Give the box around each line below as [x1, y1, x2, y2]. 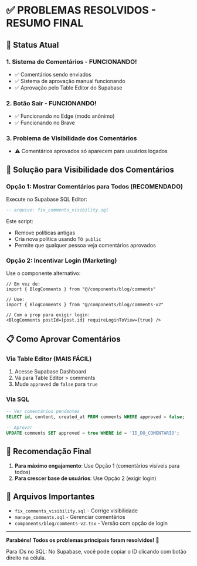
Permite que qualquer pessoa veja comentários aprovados [14, 242, 157, 249]
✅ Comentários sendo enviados [14, 71, 92, 78]
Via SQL [6, 395, 29, 403]
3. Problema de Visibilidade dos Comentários [6, 134, 137, 143]
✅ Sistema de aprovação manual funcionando [14, 77, 126, 84]
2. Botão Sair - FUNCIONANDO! [6, 99, 97, 107]
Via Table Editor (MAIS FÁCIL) [6, 355, 92, 363]
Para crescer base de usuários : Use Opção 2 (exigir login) [14, 475, 157, 482]
